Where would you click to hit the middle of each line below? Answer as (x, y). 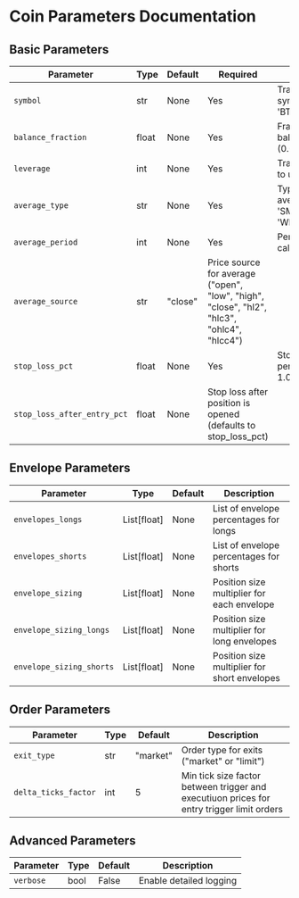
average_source (46, 301)
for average (232, 274)
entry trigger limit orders (232, 809)
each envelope (243, 604)
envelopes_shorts (50, 556)
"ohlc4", (225, 329)
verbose (30, 881)
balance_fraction (50, 137)
